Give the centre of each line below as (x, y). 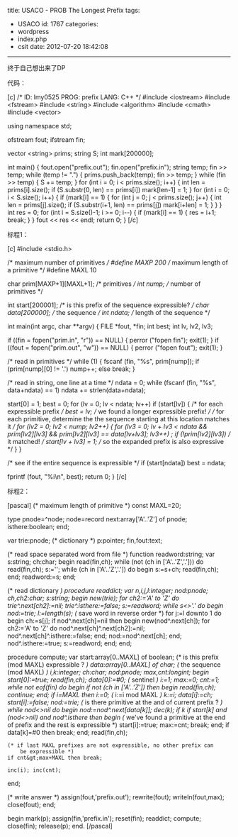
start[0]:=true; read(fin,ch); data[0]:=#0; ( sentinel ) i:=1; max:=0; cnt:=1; (113, 680)
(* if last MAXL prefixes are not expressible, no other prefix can (110, 745)
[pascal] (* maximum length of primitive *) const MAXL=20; (95, 505)
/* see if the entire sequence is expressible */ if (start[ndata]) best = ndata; (117, 463)
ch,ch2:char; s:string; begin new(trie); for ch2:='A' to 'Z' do (93, 598)
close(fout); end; (32, 805)
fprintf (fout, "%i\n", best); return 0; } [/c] (67, 477)
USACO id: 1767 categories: (58, 24)
